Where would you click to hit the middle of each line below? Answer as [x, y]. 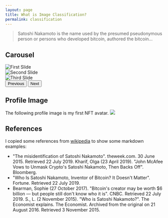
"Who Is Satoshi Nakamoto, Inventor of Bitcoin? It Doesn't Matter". [81, 178]
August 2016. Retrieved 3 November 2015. [56, 209]
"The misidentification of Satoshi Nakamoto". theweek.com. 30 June [83, 156]
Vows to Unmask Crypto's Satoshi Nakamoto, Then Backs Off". [78, 167]
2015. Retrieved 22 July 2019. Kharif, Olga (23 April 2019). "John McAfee [88, 161]
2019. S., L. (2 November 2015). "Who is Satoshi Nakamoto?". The [81, 199]
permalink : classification [34, 19]
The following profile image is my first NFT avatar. [57, 113]
